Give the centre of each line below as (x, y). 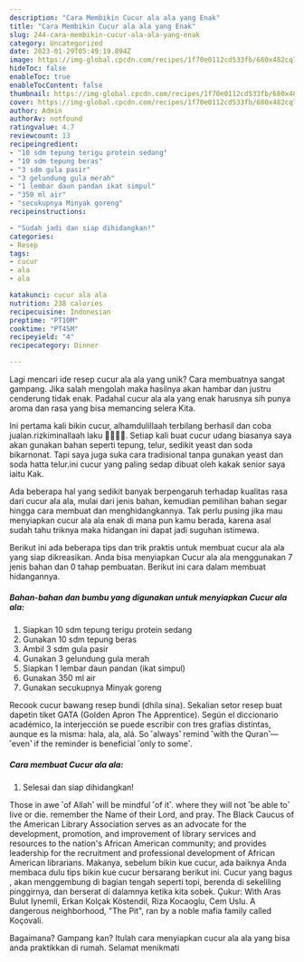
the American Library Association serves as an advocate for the (128, 824)
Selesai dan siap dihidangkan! (78, 787)
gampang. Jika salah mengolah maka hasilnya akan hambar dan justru (140, 389)
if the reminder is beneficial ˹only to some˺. (113, 743)
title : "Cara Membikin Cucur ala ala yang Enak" (103, 26)
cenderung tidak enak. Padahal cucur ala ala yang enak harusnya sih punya (150, 398)
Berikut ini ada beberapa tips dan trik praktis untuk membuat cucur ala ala (147, 548)
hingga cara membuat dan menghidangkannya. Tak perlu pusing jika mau (146, 510)
